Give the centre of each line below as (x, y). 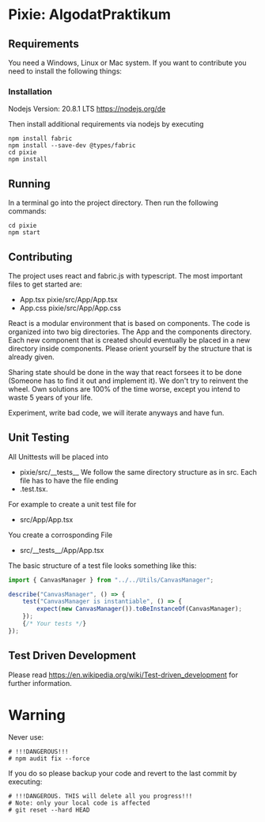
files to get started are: (45, 284)
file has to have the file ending (69, 480)
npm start (25, 233)
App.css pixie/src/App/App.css (70, 308)
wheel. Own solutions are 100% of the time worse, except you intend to (124, 388)
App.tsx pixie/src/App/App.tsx (69, 299)
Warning (37, 715)
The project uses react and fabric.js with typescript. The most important (125, 275)
